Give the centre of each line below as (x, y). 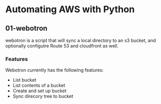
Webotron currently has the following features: (55, 70)
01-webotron (26, 28)
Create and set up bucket (39, 91)
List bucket (24, 80)
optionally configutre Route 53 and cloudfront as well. (62, 46)
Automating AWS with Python (70, 9)
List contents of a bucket (39, 86)
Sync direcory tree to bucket (43, 96)
